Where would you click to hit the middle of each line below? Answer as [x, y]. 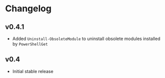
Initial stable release [33, 71]
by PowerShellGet [30, 44]
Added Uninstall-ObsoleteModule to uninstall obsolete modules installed [86, 39]
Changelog [28, 9]
